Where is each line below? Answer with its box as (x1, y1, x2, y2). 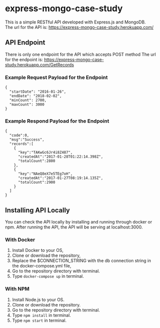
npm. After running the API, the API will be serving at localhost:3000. (5, 224, 143, 230)
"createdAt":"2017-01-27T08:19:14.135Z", (18, 176, 104, 181)
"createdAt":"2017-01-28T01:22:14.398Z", (18, 154, 104, 159)
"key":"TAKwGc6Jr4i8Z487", (18, 150, 73, 155)
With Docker (5, 236, 36, 243)
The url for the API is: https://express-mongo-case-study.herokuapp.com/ (5, 24, 154, 30)
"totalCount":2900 (18, 180, 55, 185)
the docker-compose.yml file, (12, 263, 71, 269)
